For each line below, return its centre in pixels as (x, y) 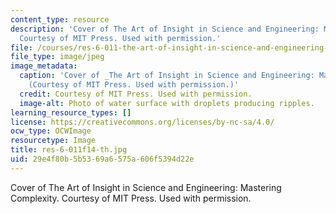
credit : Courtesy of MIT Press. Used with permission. (136, 94)
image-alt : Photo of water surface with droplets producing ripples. (167, 103)
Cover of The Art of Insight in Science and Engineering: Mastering (146, 187)
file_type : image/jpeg (57, 57)
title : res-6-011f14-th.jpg (69, 150)
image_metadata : (44, 66)
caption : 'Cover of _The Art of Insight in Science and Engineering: (167, 76)
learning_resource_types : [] (71, 112)
